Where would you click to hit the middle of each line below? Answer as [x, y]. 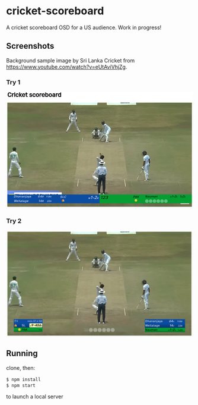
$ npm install [24, 379]
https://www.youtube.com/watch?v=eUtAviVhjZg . [67, 67]
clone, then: [21, 368]
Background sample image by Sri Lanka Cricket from [71, 60]
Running [22, 354]
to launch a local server [35, 396]
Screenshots [30, 46]
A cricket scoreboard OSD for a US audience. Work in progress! [84, 27]
